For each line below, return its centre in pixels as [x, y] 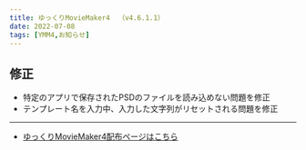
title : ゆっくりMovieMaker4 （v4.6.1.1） [87, 18]
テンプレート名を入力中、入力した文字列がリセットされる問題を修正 [150, 109]
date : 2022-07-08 [42, 26]
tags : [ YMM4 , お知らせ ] [50, 35]
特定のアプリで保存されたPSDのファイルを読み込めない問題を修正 [146, 97]
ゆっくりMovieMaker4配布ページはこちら [101, 136]
